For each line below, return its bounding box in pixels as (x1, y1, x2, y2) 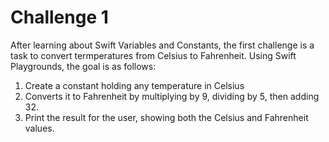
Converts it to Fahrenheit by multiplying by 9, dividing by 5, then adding (24, 90, 320, 102)
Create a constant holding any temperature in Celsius (24, 79, 245, 91)
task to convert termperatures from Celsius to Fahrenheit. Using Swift (10, 49, 297, 61)
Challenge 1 (10, 6, 109, 29)
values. (24, 122, 55, 134)
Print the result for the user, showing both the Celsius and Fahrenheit (24, 111, 309, 123)
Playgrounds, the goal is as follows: (10, 60, 157, 72)
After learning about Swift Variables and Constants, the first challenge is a (10, 39, 315, 51)
